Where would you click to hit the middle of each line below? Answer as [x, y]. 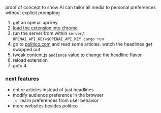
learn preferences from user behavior [59, 100]
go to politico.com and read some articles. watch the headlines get [82, 44]
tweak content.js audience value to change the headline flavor [77, 55]
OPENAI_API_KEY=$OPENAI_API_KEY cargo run [58, 39]
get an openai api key [35, 23]
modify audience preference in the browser [58, 95]
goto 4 [20, 66]
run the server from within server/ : [49, 33]
